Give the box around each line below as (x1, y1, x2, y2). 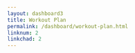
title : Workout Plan (7, 17, 67, 23)
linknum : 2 (7, 29, 39, 36)
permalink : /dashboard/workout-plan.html (7, 23, 129, 30)
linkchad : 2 (7, 36, 42, 43)
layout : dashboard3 (7, 10, 64, 17)
